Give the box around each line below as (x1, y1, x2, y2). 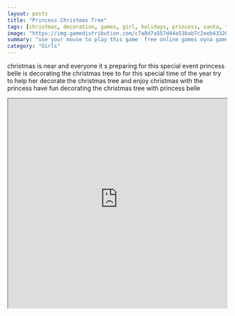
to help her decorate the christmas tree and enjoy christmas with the (7, 77, 204, 84)
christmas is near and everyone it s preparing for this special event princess (7, 62, 225, 70)
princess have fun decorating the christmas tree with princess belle (7, 84, 201, 92)
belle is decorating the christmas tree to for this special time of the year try (7, 69, 221, 77)
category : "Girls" (7, 43, 60, 50)
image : (7, 29, 26, 37)
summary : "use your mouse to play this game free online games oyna (7, 36, 213, 43)
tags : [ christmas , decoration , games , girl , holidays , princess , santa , (7, 23, 222, 30)
